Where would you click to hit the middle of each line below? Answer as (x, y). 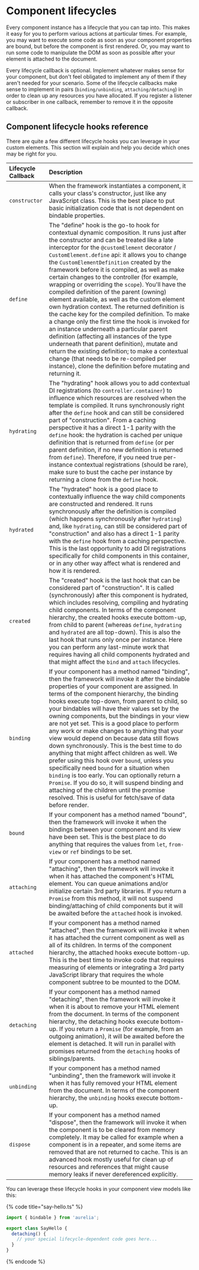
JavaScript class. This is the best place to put (112, 200)
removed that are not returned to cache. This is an (118, 1152)
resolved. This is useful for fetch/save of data (112, 797)
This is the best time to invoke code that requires (117, 960)
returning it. (65, 373)
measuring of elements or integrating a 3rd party (117, 967)
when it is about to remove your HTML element (114, 1007)
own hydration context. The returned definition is (117, 307)
